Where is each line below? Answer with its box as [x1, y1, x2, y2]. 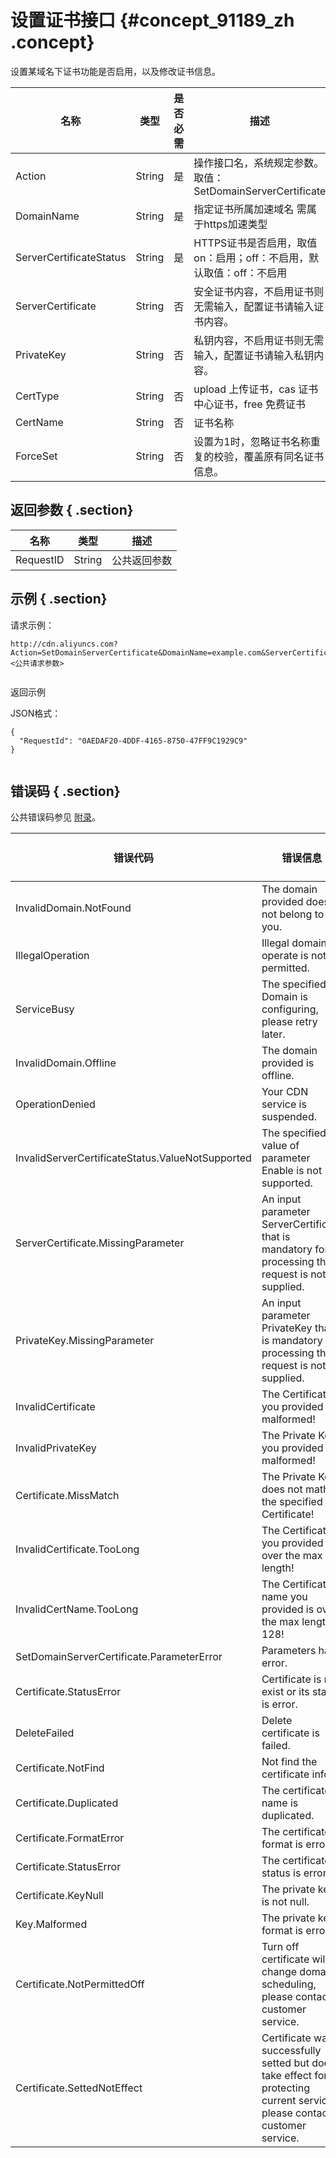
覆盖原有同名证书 [243, 449, 325, 463]
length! [261, 1561, 295, 1575]
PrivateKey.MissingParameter [15, 1334, 155, 1348]
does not [261, 1482, 303, 1496]
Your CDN [261, 1085, 309, 1099]
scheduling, [261, 1977, 317, 1991]
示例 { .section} [10, 591, 108, 608]
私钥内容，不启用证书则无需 [193, 333, 325, 347]
